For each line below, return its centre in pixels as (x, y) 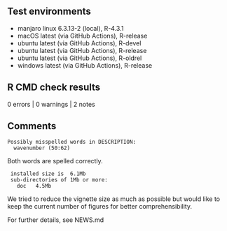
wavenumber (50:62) (42, 148)
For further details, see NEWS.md (56, 220)
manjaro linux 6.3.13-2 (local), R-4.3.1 (70, 28)
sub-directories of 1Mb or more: (59, 180)
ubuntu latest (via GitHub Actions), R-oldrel (80, 58)
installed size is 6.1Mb (48, 174)
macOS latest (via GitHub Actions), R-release (82, 36)
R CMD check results (54, 88)
